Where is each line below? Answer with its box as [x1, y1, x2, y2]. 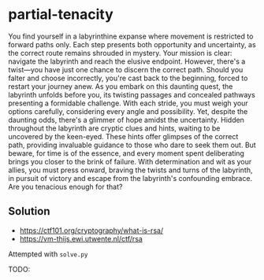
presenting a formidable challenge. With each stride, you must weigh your [8, 98, 248, 108]
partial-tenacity [8, 6, 114, 24]
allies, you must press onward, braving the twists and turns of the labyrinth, [8, 165, 254, 175]
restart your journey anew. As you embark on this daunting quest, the [8, 81, 233, 91]
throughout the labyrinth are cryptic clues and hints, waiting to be [8, 123, 221, 133]
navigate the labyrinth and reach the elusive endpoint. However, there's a [8, 57, 246, 66]
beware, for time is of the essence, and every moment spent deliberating [8, 148, 244, 158]
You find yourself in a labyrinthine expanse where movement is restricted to [8, 31, 254, 41]
